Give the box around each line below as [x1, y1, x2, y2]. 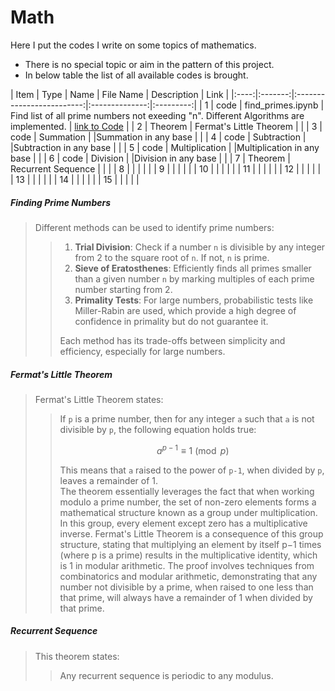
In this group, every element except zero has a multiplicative [59, 517, 308, 529]
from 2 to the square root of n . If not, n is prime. [74, 251, 270, 263]
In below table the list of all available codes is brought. [24, 69, 249, 81]
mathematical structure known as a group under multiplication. [59, 506, 318, 518]
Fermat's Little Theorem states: [34, 393, 164, 405]
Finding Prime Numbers [10, 196, 112, 208]
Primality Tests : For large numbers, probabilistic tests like [74, 294, 314, 306]
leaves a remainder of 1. [59, 474, 158, 486]
